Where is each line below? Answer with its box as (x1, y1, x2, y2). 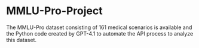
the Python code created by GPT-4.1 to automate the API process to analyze (6, 30, 194, 37)
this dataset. (6, 36, 37, 43)
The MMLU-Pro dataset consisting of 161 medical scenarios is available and (6, 24, 192, 31)
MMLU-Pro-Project (6, 4, 103, 18)
